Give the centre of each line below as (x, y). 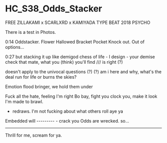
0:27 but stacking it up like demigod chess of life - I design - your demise (80, 57)
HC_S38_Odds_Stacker (54, 9)
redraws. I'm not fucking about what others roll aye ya (68, 111)
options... (15, 47)
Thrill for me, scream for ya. (34, 135)
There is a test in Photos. (31, 32)
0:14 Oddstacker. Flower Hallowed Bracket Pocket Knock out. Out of (75, 42)
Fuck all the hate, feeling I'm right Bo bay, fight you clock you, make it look (81, 96)
